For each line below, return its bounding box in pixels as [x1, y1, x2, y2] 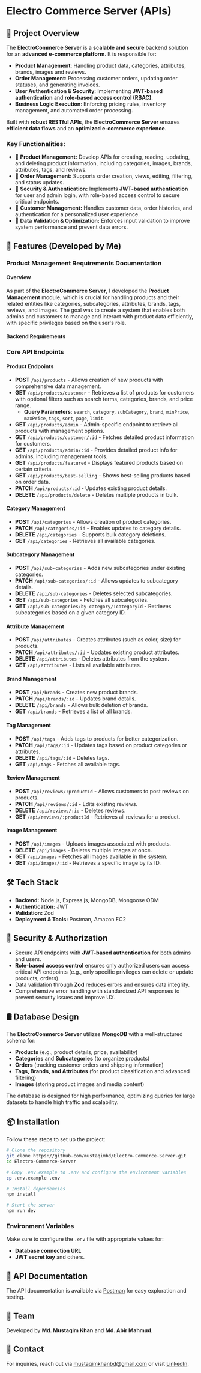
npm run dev [6, 1208, 36, 1214]
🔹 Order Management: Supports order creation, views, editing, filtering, [14, 172, 193, 180]
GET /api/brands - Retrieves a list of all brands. [14, 708, 133, 715]
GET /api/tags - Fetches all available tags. [14, 760, 121, 768]
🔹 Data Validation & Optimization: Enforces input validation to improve [14, 217, 190, 225]
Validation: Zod [14, 909, 54, 917]
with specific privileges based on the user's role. [6, 319, 127, 326]
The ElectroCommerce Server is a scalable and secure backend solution [6, 44, 188, 51]
